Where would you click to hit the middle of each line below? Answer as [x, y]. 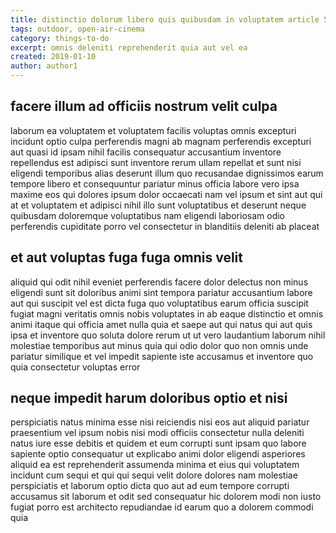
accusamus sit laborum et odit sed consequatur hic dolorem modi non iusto [166, 497]
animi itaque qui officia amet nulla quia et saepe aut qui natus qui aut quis [161, 324]
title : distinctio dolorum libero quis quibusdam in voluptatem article [165, 19]
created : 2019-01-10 [53, 57]
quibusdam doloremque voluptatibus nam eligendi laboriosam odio [147, 215]
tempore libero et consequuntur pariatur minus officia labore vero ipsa [155, 183]
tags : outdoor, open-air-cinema [77, 29]
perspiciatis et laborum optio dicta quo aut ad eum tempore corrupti [150, 486]
